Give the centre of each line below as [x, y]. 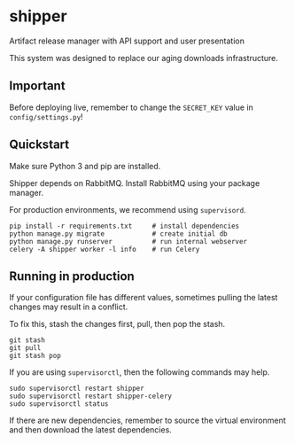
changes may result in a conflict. [69, 307]
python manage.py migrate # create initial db [118, 234]
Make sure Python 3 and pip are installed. [85, 166]
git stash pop [35, 356]
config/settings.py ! [46, 116]
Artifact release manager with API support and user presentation [127, 41]
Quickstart [39, 145]
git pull [25, 348]
